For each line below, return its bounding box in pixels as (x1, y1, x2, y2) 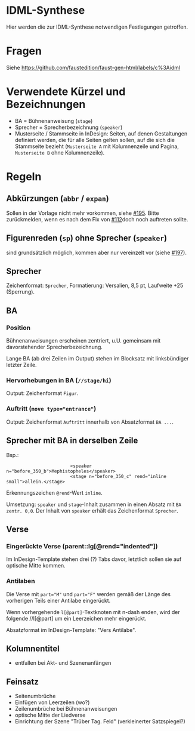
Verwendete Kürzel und (6, 85, 126, 98)
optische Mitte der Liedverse (14, 711, 86, 719)
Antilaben (6, 577, 35, 585)
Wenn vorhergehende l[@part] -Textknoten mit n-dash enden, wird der (6, 608, 180, 615)
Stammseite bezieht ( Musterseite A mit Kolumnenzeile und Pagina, (14, 143, 179, 150)
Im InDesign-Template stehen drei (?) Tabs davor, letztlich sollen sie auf (6, 556, 182, 563)
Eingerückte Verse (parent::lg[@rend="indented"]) (6, 542, 158, 550)
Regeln (6, 170, 42, 183)
